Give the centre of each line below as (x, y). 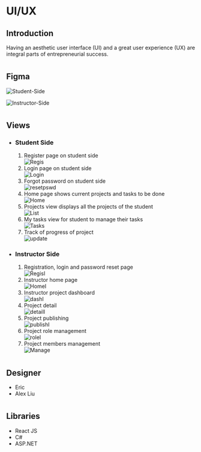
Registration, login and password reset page (78, 267)
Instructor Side (37, 254)
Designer (24, 373)
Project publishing (46, 318)
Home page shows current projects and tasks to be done (94, 194)
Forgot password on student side (65, 181)
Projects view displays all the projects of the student (88, 207)
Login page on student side (58, 168)
